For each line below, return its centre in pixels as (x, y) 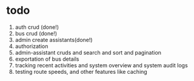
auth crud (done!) (37, 27)
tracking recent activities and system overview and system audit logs (101, 65)
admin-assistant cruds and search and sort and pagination (88, 52)
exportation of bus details (47, 59)
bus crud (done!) (36, 33)
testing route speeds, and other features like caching (81, 71)
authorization (32, 46)
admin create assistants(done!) (54, 40)
